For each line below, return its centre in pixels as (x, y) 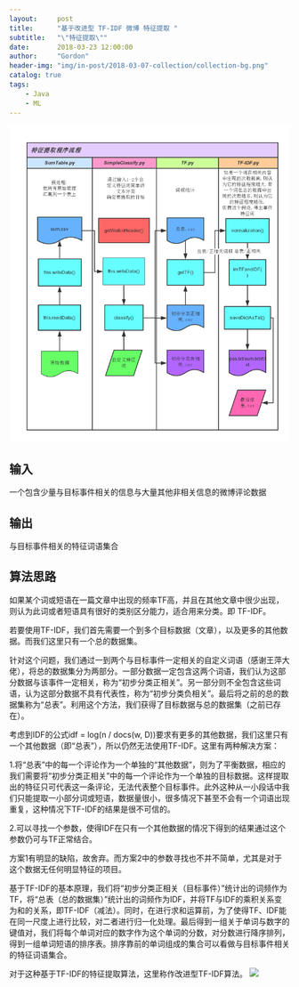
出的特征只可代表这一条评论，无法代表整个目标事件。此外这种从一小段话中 (145, 787)
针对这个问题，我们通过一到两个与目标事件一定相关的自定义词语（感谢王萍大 (149, 659)
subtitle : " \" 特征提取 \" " (59, 37)
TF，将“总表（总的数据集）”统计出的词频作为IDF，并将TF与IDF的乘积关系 (142, 899)
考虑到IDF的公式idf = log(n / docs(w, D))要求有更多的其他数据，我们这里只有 (149, 734)
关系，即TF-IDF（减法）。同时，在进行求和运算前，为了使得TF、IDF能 (160, 910)
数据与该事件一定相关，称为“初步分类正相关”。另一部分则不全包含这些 (145, 682)
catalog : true (36, 76)
